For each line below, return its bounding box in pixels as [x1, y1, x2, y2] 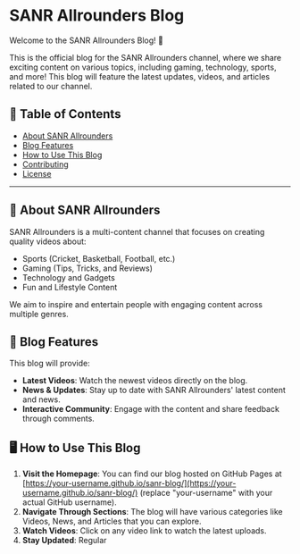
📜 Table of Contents [9, 106, 121, 122]
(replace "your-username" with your [139, 488, 273, 499]
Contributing [21, 158, 69, 170]
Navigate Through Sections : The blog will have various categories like [21, 507, 283, 517]
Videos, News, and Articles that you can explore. [21, 516, 202, 527]
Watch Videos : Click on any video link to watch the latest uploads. [21, 525, 267, 536]
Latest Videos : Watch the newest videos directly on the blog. [21, 375, 248, 386]
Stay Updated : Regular [21, 535, 107, 546]
